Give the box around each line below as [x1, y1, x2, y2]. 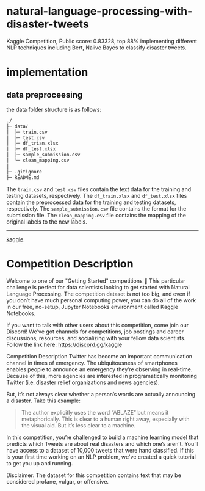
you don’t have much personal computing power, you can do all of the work [6, 296, 196, 304]
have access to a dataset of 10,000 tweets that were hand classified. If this [6, 446, 194, 454]
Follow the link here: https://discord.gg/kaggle [6, 341, 123, 348]
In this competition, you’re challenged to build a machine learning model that [6, 434, 199, 441]
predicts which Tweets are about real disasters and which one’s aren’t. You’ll [6, 440, 198, 447]
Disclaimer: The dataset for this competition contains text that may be [6, 471, 182, 479]
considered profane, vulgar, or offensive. [6, 478, 109, 485]
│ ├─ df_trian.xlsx [6, 140, 59, 147]
